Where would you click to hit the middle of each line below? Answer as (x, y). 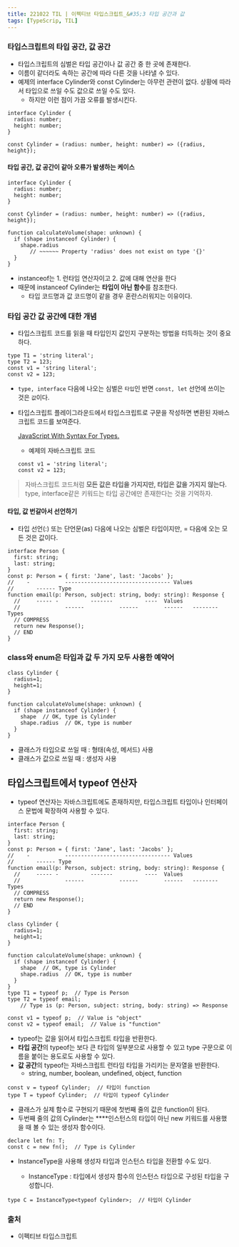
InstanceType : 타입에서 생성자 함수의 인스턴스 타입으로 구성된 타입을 (125, 1176)
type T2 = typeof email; (44, 999)
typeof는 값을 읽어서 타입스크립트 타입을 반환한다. (87, 1038)
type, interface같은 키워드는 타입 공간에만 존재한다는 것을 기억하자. (118, 494)
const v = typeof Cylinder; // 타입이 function (79, 1087)
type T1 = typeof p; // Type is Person (68, 993)
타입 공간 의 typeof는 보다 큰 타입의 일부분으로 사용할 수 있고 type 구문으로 (121, 1047)
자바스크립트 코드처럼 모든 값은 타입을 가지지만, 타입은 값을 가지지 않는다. (126, 485)
